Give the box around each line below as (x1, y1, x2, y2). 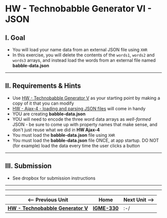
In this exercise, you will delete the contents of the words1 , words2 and (12, 52, 155, 58)
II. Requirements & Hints (5, 82, 81, 90)
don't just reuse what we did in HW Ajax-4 (12, 127, 100, 133)
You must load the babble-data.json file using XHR (12, 132, 115, 138)
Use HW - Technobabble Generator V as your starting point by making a (12, 95, 161, 101)
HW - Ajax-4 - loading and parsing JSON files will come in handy (12, 105, 146, 111)
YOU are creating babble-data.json (12, 111, 86, 117)
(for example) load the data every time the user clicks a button (12, 143, 140, 149)
